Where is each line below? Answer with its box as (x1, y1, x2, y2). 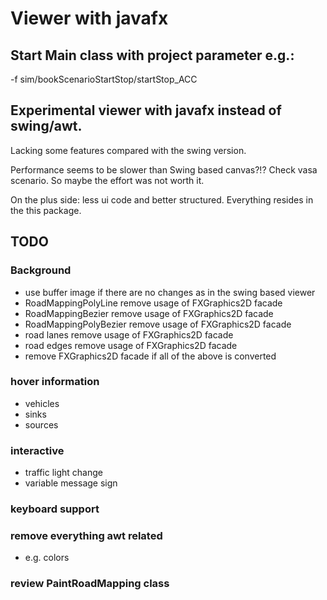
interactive (10, 443, 65, 457)
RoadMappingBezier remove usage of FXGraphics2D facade (24, 307, 274, 319)
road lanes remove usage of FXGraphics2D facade (24, 328, 234, 341)
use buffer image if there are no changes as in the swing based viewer (24, 286, 316, 298)
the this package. (10, 204, 82, 216)
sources (24, 418, 59, 431)
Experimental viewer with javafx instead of (10, 102, 282, 119)
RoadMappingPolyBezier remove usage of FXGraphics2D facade (24, 318, 292, 330)
